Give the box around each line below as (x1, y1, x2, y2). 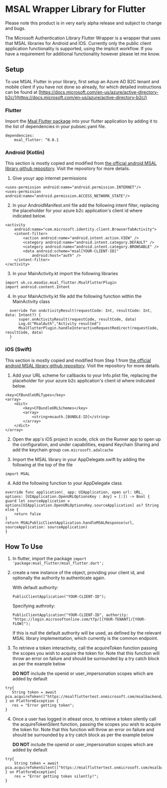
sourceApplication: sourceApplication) (5, 524, 88, 529)
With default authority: (12, 585, 59, 591)
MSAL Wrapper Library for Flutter (5, 3, 146, 15)
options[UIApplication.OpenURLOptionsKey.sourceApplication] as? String (5, 502, 159, 508)
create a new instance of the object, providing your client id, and (12, 570, 145, 576)
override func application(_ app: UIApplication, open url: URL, (5, 489, 143, 494)
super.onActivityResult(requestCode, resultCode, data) (18, 317, 137, 322)
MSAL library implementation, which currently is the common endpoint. (12, 635, 159, 641)
